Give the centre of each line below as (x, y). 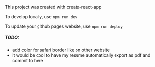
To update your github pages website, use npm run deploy (64, 26)
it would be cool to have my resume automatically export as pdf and (81, 55)
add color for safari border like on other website (61, 50)
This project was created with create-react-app (53, 7)
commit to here (28, 60)
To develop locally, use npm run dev (41, 17)
